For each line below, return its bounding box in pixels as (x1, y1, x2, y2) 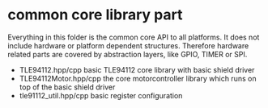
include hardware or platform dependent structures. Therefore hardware (7, 40, 249, 50)
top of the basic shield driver (19, 82, 116, 92)
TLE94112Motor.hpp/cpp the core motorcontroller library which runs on (19, 73, 257, 83)
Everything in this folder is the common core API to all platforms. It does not (7, 32, 260, 42)
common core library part (7, 6, 183, 24)
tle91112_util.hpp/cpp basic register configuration (19, 90, 183, 100)
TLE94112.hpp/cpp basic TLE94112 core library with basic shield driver (19, 64, 255, 74)
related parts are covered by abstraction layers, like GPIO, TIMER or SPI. (7, 49, 248, 59)
